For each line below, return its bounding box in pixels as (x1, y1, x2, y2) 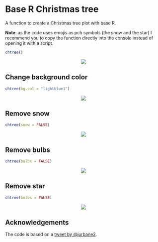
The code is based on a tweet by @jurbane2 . (5, 232, 97, 238)
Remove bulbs (5, 145, 51, 154)
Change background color (5, 73, 88, 82)
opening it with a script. (5, 40, 54, 46)
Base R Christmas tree (5, 3, 99, 15)
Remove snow (5, 109, 50, 118)
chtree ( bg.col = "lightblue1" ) (5, 86, 70, 91)
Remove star (5, 182, 45, 190)
